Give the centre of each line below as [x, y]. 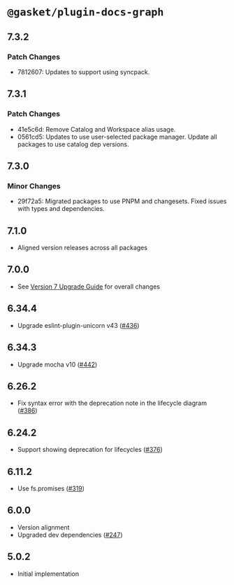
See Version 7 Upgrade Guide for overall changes [89, 287]
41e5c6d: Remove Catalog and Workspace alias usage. [96, 129]
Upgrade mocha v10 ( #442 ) [57, 364]
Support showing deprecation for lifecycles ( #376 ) [90, 450]
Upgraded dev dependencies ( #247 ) [70, 535]
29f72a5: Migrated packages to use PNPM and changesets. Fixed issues [122, 201]
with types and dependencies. [61, 209]
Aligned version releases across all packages [82, 248]
